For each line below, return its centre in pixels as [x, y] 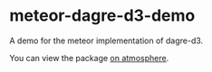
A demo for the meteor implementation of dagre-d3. [106, 40]
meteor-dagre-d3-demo [102, 16]
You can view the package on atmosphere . [89, 58]
